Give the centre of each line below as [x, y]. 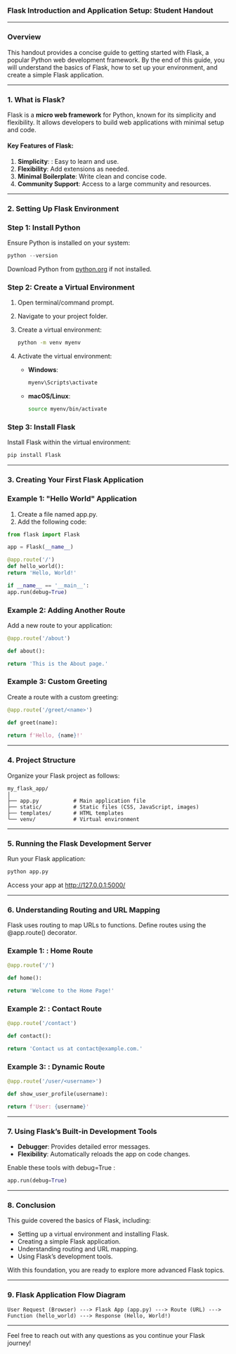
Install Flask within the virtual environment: [69, 442]
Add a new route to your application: [60, 625]
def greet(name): [33, 723]
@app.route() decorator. [42, 933]
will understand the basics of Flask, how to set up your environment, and [112, 67]
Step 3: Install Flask [41, 427]
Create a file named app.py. [58, 514]
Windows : [43, 370]
